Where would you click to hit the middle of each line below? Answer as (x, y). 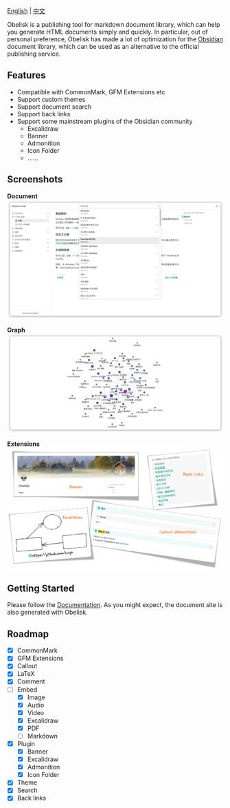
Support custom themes (51, 99)
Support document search (54, 107)
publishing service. (34, 54)
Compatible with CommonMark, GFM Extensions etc (91, 92)
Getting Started (41, 588)
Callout (27, 666)
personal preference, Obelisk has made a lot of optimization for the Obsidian (115, 39)
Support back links (44, 114)
